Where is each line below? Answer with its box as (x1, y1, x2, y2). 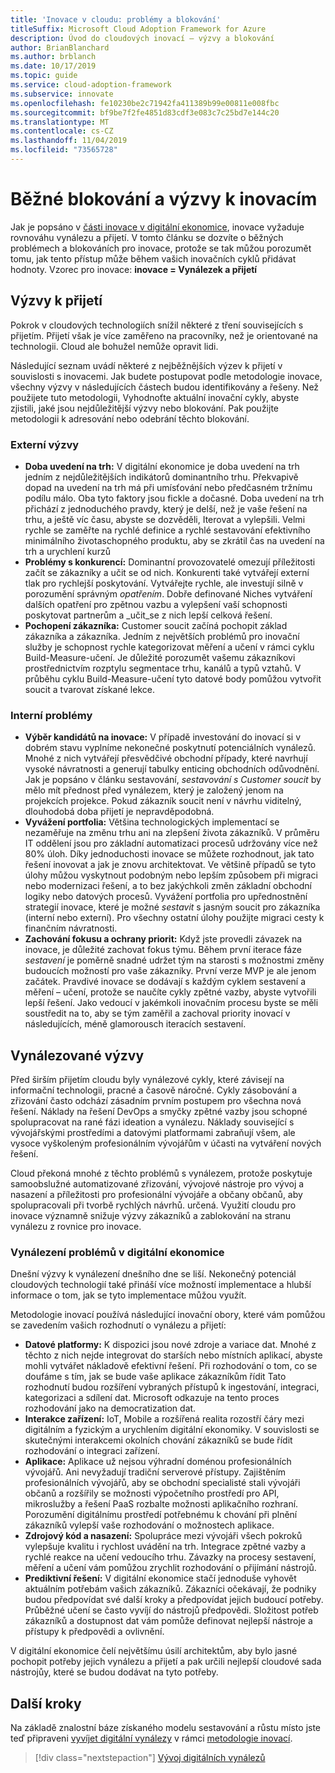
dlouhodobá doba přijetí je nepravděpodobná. (24, 806, 215, 818)
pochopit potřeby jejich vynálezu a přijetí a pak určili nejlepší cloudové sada (10, 1656, 322, 1668)
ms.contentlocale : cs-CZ (10, 126, 114, 136)
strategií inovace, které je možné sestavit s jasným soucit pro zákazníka (24, 901, 321, 913)
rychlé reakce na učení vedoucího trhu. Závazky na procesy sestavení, (24, 1551, 317, 1563)
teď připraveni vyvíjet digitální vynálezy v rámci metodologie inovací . (10, 1732, 293, 1745)
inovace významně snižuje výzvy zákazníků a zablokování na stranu (10, 1210, 292, 1222)
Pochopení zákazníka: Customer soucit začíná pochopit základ (24, 619, 288, 631)
